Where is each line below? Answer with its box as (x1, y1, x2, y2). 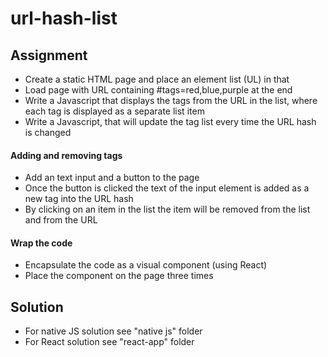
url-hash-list (10, 7, 118, 30)
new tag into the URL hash (24, 193, 134, 205)
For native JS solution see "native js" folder (24, 325, 203, 337)
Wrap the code (10, 237, 73, 249)
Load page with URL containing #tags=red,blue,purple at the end (24, 84, 293, 96)
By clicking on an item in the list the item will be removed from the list (24, 203, 311, 216)
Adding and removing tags (10, 149, 123, 161)
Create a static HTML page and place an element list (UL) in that (24, 73, 290, 85)
